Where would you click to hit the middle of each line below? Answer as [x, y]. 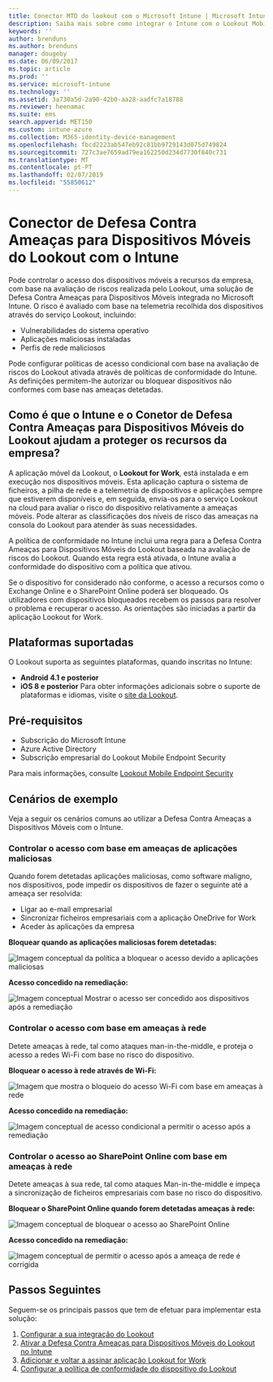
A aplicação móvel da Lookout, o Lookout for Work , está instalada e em [129, 472]
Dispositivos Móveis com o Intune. [66, 827]
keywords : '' [30, 31]
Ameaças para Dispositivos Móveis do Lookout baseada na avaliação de [129, 549]
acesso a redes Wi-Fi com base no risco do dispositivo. [102, 1055]
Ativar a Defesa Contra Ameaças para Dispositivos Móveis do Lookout [138, 1343]
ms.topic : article [39, 69]
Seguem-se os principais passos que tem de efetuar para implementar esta [135, 1310]
